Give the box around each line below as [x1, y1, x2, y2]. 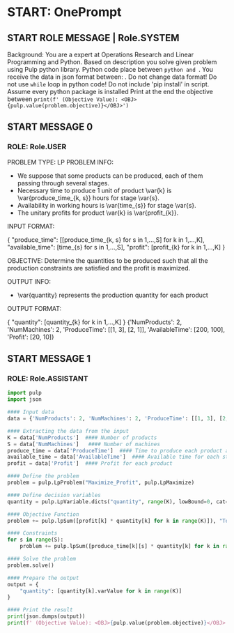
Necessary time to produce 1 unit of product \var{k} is [17, 186, 172, 195]
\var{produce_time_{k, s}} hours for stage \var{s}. [17, 193, 160, 202]
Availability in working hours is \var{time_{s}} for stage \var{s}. [17, 201, 196, 209]
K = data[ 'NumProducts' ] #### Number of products [7, 434, 157, 441]
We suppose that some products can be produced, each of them [17, 171, 203, 180]
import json [7, 396, 42, 403]
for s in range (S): [7, 536, 64, 544]
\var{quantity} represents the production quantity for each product [17, 291, 209, 299]
